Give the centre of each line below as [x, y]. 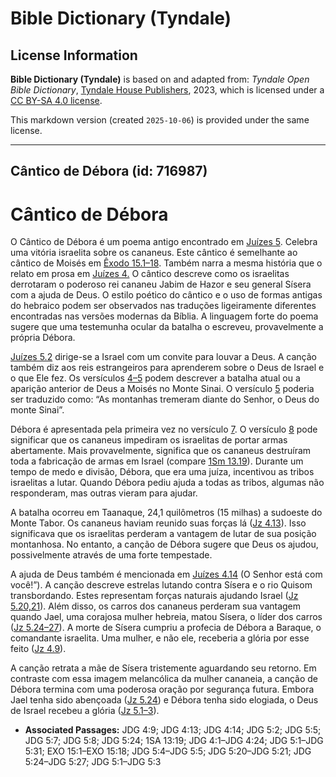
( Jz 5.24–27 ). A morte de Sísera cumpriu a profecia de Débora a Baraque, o [166, 628]
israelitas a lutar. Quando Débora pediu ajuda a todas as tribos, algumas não [167, 483]
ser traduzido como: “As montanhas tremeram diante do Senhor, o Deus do [165, 399]
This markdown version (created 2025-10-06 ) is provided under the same [160, 120]
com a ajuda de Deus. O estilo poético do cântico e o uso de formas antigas [166, 295]
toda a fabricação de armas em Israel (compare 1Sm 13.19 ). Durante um [157, 461]
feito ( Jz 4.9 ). [38, 649]
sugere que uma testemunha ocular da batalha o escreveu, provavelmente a [167, 327]
